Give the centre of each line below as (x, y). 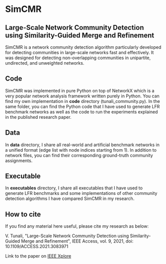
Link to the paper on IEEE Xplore (38, 256)
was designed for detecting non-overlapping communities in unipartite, (78, 58)
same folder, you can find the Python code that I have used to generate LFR (83, 106)
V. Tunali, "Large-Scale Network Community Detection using (67, 236)
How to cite (23, 214)
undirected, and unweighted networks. (45, 63)
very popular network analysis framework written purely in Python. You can (83, 96)
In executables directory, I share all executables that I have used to (74, 188)
